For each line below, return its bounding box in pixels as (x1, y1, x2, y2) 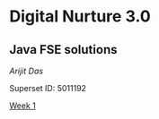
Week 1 (9, 100, 36, 111)
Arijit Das (9, 65, 43, 76)
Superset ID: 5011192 (9, 83, 87, 93)
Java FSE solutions (9, 42, 118, 57)
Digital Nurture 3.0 (9, 6, 151, 27)
